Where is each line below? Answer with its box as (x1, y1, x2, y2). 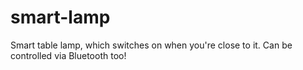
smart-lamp (10, 6, 111, 29)
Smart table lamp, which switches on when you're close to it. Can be (10, 39, 293, 51)
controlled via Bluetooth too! (10, 49, 127, 61)
